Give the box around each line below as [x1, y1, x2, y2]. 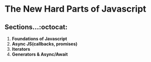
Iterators [11, 46, 31, 52]
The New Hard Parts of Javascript [4, 3, 147, 15]
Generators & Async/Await [11, 51, 68, 57]
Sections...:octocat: [4, 23, 68, 31]
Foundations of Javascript [11, 36, 67, 41]
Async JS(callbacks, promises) [11, 41, 78, 47]
